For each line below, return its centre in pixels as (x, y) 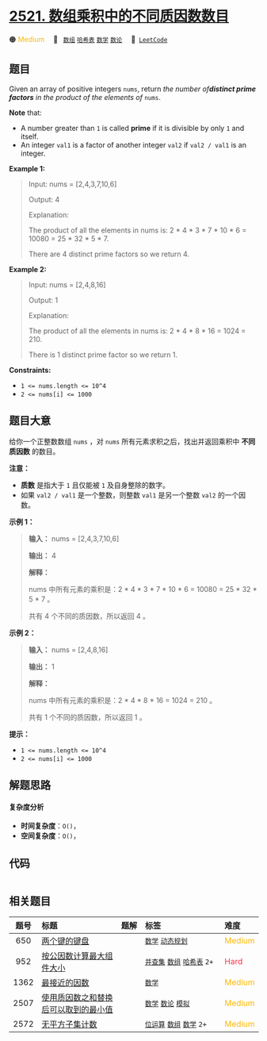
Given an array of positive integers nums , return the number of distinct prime (133, 89)
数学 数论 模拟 (167, 1003)
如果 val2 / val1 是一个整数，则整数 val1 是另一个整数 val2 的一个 (130, 495)
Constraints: (30, 370)
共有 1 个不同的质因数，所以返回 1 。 (87, 717)
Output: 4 (44, 199)
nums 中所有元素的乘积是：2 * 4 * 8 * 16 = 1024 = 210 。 (122, 700)
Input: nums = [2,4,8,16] (67, 284)
